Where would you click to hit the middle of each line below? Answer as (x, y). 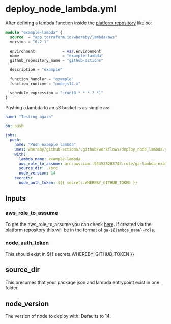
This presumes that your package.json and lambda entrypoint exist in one (82, 282)
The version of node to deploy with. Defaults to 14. (58, 316)
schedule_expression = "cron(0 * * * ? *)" (56, 93)
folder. (12, 288)
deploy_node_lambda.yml (61, 9)
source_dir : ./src (38, 168)
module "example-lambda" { (34, 32)
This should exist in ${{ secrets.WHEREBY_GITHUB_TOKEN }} (70, 254)
